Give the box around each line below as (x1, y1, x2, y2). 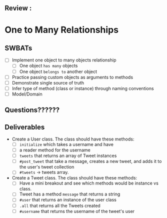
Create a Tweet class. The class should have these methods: (11, 175, 137, 181)
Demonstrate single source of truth (11, 79, 84, 85)
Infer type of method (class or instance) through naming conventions (11, 85, 154, 91)
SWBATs (4, 43, 32, 52)
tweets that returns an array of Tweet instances (19, 152, 117, 159)
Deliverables (4, 122, 45, 131)
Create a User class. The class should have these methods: (11, 136, 134, 142)
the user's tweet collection (19, 164, 74, 170)
